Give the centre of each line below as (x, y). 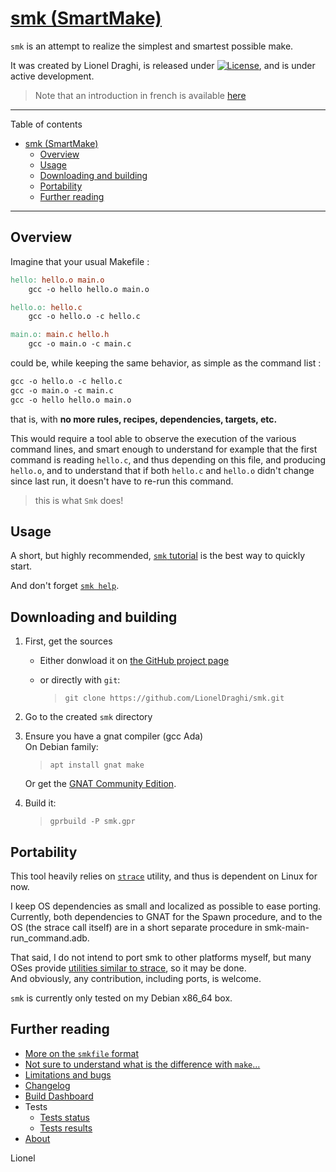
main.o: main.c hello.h (60, 335)
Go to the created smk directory (88, 717)
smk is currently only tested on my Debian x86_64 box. (121, 998)
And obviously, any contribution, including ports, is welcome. (136, 979)
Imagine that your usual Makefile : (80, 261)
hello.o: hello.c (46, 307)
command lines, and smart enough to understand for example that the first (164, 449)
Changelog (47, 1085)
